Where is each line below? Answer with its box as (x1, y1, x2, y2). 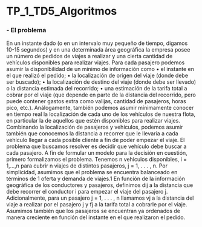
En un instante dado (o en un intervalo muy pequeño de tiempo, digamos (6, 39, 188, 47)
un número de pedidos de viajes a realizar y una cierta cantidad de (6, 53, 173, 60)
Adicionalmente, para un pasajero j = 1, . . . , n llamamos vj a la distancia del (6, 194, 194, 202)
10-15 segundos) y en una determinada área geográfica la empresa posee (6, 46, 191, 53)
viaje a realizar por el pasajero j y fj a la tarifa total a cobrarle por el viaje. (6, 201, 187, 208)
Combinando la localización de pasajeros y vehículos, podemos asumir (6, 123, 183, 131)
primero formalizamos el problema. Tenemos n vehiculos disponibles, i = (6, 156, 187, 163)
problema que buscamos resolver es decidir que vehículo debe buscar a (6, 143, 187, 150)
